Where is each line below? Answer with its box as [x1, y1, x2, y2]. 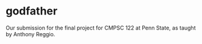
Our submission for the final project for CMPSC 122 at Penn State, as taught [5, 24, 196, 31]
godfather [5, 4, 58, 18]
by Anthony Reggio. [5, 30, 56, 37]
